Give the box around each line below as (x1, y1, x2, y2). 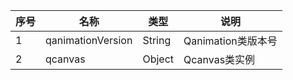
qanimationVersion (45, 34, 133, 47)
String (142, 34, 172, 47)
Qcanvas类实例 (183, 53, 256, 66)
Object (142, 52, 175, 66)
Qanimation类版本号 (183, 34, 278, 48)
